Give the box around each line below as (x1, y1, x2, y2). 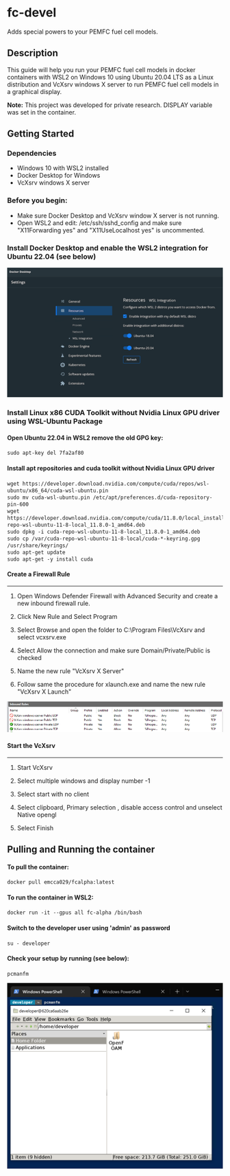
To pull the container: (7, 862, 70, 871)
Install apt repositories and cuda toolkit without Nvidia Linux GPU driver (7, 464, 215, 472)
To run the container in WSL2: (7, 893, 94, 902)
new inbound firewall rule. (16, 599, 90, 607)
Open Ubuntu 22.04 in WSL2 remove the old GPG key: (7, 434, 164, 442)
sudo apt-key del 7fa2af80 (7, 449, 84, 457)
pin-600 (7, 501, 29, 508)
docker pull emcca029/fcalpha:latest (7, 879, 115, 886)
